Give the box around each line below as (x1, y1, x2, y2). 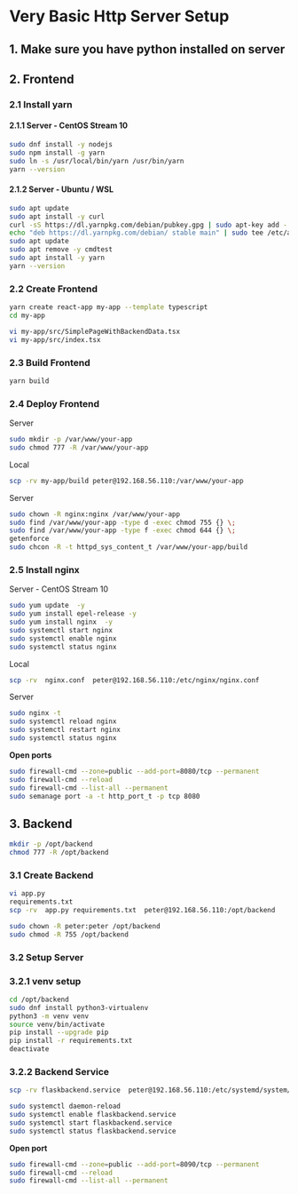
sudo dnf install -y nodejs (9, 140, 114, 149)
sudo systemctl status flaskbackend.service (9, 1126, 176, 1135)
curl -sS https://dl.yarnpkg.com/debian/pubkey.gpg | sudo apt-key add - (9, 220, 288, 229)
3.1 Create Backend (9, 869, 94, 881)
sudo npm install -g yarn (9, 148, 105, 157)
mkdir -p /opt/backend (9, 840, 93, 849)
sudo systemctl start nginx (9, 625, 114, 634)
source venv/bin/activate (9, 1020, 105, 1029)
